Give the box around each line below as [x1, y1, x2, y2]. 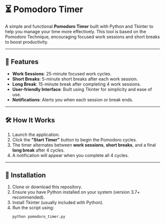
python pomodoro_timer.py [12, 214, 65, 219]
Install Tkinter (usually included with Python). [12, 200, 104, 205]
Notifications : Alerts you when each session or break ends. [12, 96, 134, 103]
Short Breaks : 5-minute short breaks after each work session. [12, 76, 138, 82]
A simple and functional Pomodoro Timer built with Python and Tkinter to [5, 23, 154, 29]
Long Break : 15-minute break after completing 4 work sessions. [12, 81, 141, 87]
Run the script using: [12, 205, 55, 211]
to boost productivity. [5, 39, 49, 45]
